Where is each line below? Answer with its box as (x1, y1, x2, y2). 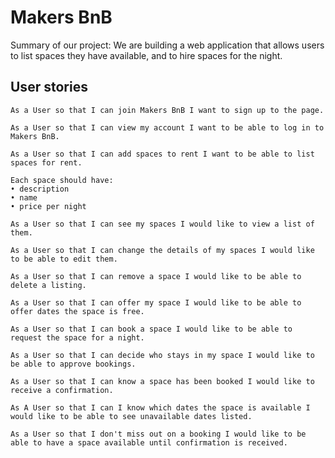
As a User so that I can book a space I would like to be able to (10, 324, 293, 334)
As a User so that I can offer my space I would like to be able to (10, 297, 302, 308)
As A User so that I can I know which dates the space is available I (10, 402, 311, 413)
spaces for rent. (10, 157, 83, 168)
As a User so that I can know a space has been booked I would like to (10, 376, 315, 386)
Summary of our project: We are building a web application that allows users (10, 39, 325, 51)
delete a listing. (10, 280, 87, 290)
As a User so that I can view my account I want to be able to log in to (10, 122, 325, 133)
